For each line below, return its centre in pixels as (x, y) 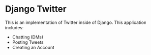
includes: (14, 27)
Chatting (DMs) (28, 37)
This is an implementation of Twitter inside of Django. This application (76, 22)
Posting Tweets (28, 42)
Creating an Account (33, 47)
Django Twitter (36, 9)
